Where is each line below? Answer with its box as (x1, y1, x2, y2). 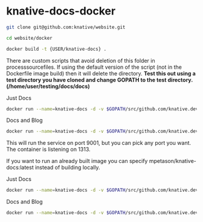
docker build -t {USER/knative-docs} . (6, 46, 107, 52)
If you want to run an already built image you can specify (6, 157, 148, 165)
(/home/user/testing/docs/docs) (6, 83, 90, 90)
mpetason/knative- (149, 157, 196, 165)
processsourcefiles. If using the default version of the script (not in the (6, 63, 182, 71)
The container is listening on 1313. (6, 146, 91, 153)
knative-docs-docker (6, 4, 116, 18)
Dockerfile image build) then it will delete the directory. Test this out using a (6, 69, 196, 77)
